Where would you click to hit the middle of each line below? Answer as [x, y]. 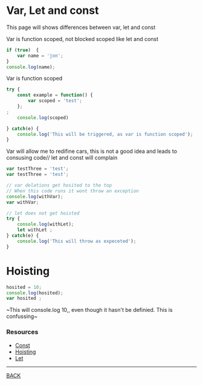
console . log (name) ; [31, 67]
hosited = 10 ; [24, 287]
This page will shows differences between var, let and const [81, 27]
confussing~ [22, 316]
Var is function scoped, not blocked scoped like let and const [82, 39]
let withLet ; [35, 230]
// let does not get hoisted [43, 213]
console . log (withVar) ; [35, 196]
